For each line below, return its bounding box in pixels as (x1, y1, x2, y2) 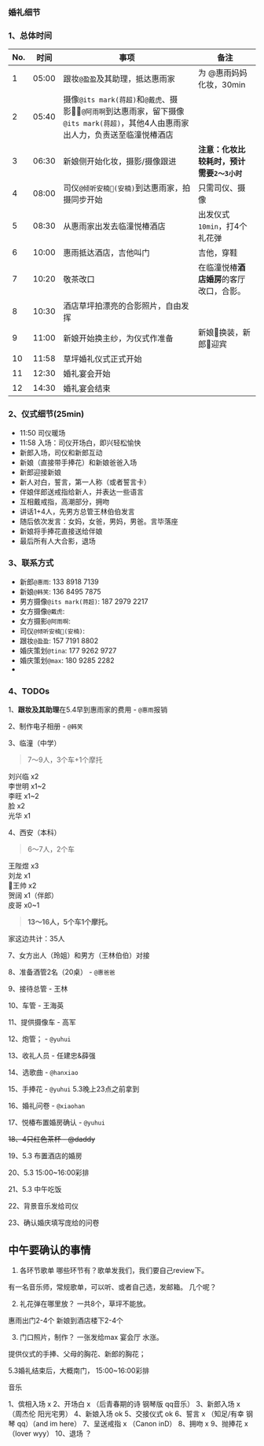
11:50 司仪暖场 (19, 428, 66, 437)
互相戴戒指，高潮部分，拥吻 (19, 497, 110, 506)
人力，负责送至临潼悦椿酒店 (71, 130, 174, 141)
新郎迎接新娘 (19, 467, 61, 476)
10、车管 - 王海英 (8, 1001, 64, 1010)
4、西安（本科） (8, 828, 61, 837)
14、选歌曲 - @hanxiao (8, 1068, 79, 1077)
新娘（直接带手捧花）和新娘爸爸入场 (19, 458, 137, 467)
